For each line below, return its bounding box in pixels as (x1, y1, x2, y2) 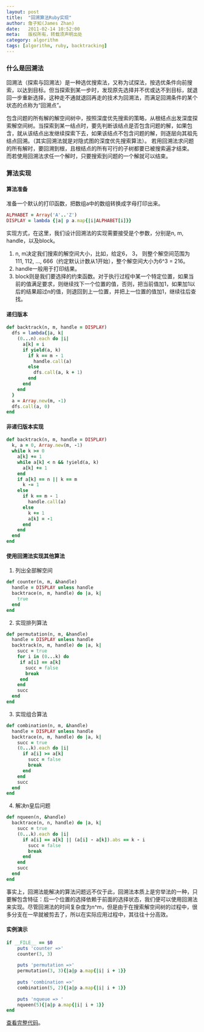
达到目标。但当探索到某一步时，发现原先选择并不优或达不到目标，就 (22, 86, 192, 94)
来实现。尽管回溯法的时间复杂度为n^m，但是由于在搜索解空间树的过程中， (6, 903, 192, 911)
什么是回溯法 (6, 64, 44, 72)
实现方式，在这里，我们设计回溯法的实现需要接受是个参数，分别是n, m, (6, 229, 184, 237)
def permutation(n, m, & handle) (6, 631, 88, 637)
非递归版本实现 (6, 423, 44, 430)
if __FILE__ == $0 (6, 939, 53, 946)
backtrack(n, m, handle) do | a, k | (12, 642, 102, 648)
